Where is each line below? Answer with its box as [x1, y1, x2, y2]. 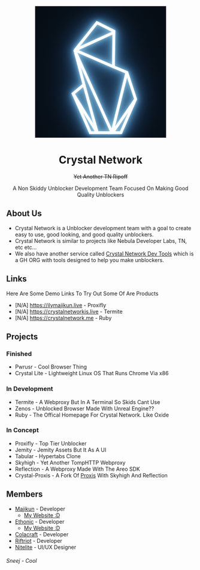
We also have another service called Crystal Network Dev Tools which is [14, 250, 194, 257]
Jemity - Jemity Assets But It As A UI [14, 446, 107, 453]
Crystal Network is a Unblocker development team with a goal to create [14, 224, 192, 231]
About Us [6, 209, 42, 219]
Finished [6, 349, 32, 358]
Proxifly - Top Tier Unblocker [14, 440, 87, 447]
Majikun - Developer [14, 505, 66, 512]
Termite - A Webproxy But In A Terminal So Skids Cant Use [14, 398, 160, 405]
